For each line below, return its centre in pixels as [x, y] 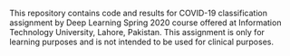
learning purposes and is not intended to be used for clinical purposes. [142, 42]
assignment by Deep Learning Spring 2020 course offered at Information [145, 23]
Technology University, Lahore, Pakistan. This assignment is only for [137, 32]
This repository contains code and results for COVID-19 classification [138, 13]
